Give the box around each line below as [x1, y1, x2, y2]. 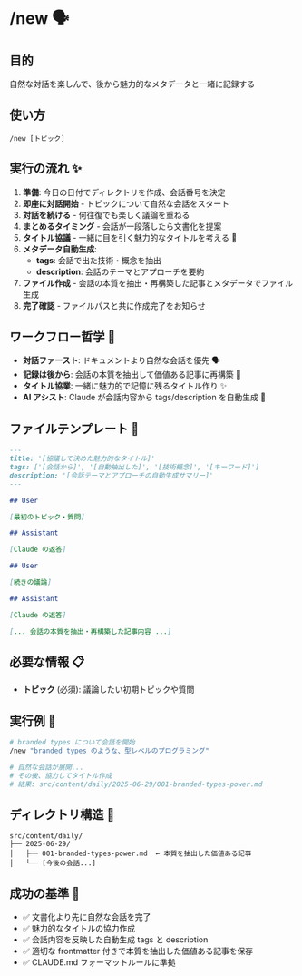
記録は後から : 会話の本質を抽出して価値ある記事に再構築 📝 [22, 370, 242, 380]
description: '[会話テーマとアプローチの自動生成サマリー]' [9, 470, 214, 480]
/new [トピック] [9, 133, 65, 143]
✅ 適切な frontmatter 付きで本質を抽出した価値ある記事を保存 [22, 946, 254, 957]
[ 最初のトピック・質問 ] [9, 512, 86, 521]
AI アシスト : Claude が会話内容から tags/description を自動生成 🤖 [22, 392, 266, 403]
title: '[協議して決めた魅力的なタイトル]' [9, 454, 156, 464]
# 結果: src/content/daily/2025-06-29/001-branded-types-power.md [9, 779, 263, 789]
